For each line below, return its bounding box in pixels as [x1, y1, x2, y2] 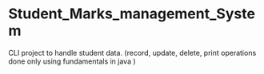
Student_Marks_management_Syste [8, 5, 256, 23]
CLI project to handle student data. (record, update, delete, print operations [8, 48, 257, 57]
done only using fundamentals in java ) [8, 56, 136, 66]
